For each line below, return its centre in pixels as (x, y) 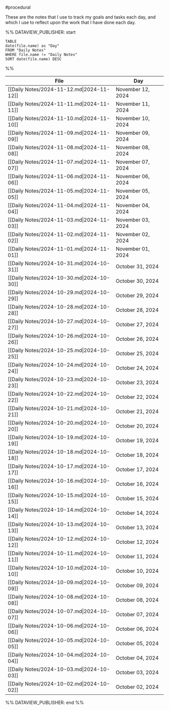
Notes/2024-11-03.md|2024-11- (67, 220)
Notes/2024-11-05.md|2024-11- (67, 191)
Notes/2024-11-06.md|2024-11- (67, 176)
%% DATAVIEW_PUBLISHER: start (40, 32)
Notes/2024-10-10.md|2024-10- (67, 568)
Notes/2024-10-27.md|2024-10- (67, 321)
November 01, (133, 249)
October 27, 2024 (137, 324)
